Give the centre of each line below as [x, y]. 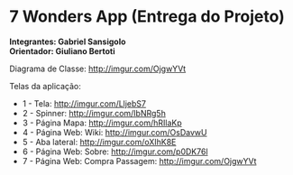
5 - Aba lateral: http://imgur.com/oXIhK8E [99, 142]
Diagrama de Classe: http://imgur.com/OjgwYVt [98, 69]
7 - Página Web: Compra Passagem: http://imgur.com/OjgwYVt [139, 161]
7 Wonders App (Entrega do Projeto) [147, 17]
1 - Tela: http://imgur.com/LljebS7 [84, 103]
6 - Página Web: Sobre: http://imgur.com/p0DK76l [115, 152]
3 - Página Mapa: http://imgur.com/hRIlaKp [102, 123]
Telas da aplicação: [45, 86]
